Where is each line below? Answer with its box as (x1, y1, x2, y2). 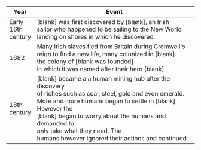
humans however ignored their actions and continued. (36, 134, 188, 142)
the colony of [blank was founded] (36, 57, 134, 65)
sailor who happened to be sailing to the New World (36, 25, 182, 33)
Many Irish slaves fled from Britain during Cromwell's (36, 42, 185, 50)
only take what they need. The (36, 127, 122, 135)
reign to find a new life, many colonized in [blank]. (36, 50, 177, 58)
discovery (36, 82, 65, 90)
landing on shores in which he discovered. (36, 33, 156, 41)
